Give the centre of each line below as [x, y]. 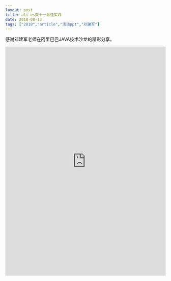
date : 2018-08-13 [24, 19]
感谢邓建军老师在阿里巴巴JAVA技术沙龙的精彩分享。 [60, 39]
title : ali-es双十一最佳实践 [34, 15]
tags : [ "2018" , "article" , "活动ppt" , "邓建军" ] [52, 24]
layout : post [19, 10]
